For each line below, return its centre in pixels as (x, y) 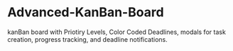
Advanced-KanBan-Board (86, 12)
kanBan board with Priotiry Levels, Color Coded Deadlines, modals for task (116, 32)
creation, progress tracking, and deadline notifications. (88, 39)
